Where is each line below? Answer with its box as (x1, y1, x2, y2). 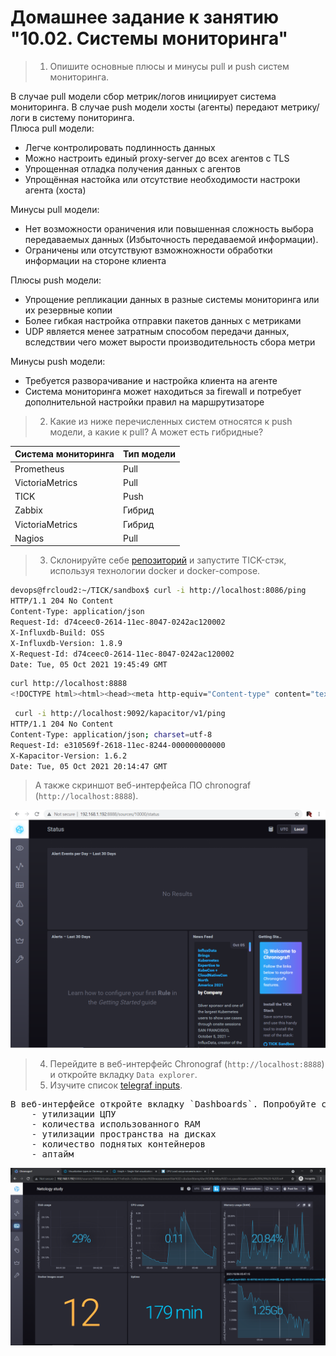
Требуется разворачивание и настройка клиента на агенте (24, 374, 278, 386)
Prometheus (14, 462, 65, 475)
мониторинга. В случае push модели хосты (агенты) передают (10, 101, 279, 113)
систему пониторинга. (39, 111, 135, 123)
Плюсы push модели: (10, 274, 102, 286)
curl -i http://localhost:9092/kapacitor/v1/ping (14, 709, 226, 719)
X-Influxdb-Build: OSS (10, 627, 105, 638)
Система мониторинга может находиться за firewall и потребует (24, 385, 302, 397)
